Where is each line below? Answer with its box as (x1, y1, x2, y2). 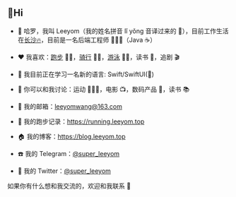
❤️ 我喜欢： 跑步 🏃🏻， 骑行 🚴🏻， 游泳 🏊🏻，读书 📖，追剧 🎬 (17, 52, 180, 61)
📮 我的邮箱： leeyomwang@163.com (17, 102, 122, 110)
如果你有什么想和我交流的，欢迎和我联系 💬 (7, 181, 131, 190)
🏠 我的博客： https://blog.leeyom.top (17, 132, 126, 141)
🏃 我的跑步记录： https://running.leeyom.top (17, 117, 145, 126)
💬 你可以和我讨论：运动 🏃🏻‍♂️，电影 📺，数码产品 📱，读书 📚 (17, 85, 190, 93)
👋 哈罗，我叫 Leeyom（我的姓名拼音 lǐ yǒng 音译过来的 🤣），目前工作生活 (17, 26, 229, 35)
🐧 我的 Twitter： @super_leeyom (17, 167, 112, 175)
